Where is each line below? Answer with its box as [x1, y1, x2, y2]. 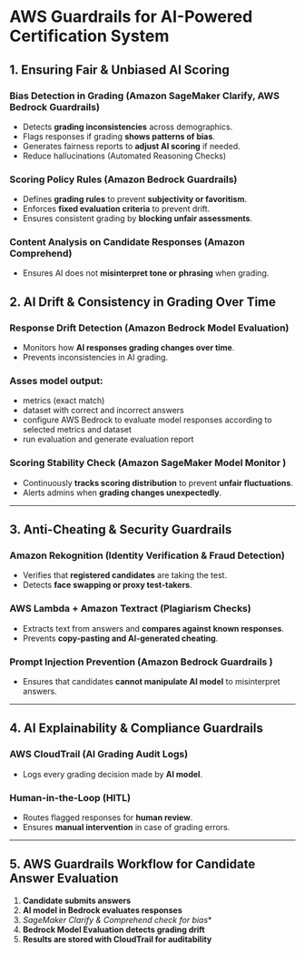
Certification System [9, 25, 170, 46]
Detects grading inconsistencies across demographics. [22, 121, 233, 132]
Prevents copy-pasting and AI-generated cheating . [22, 633, 219, 644]
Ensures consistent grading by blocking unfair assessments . [22, 213, 252, 224]
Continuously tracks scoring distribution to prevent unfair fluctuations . [22, 477, 293, 488]
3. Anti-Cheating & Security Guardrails [9, 522, 232, 538]
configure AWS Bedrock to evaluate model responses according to [22, 414, 272, 425]
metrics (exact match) [22, 395, 105, 406]
